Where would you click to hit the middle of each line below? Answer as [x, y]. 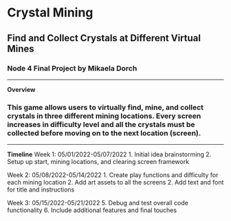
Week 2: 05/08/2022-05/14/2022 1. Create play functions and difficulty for [113, 175]
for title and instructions [41, 189]
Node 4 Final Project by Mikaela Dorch [72, 68]
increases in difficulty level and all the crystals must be [101, 124]
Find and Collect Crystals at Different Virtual [104, 38]
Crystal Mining [50, 13]
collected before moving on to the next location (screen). [104, 133]
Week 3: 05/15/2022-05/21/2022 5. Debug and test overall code [98, 203]
